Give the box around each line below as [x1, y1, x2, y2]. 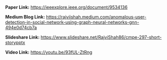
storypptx [5, 39, 25, 45]
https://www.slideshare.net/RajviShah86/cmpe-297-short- [40, 34, 162, 40]
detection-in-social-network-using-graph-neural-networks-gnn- [5, 19, 139, 25]
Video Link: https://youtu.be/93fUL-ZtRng [5, 49, 93, 55]
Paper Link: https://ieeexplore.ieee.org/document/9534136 [5, 4, 128, 10]
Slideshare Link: [5, 34, 40, 40]
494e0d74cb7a [5, 24, 37, 30]
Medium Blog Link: [5, 14, 45, 19]
